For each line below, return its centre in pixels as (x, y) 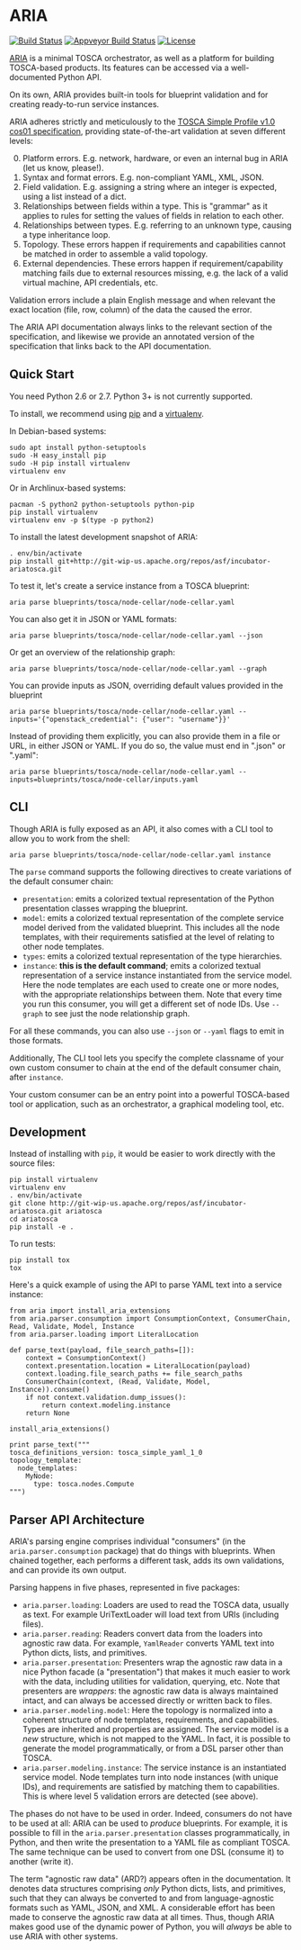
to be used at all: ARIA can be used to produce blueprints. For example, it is (149, 1823)
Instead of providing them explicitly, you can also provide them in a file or (145, 736)
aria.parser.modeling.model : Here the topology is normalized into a (147, 1711)
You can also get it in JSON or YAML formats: (93, 618)
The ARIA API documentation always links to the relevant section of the (141, 327)
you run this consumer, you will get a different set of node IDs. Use (146, 1004)
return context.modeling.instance (106, 1405)
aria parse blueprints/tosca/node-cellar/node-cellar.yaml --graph (138, 668)
